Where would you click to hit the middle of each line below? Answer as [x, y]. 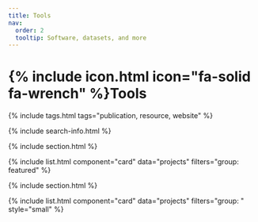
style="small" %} [36, 209]
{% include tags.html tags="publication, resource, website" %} [111, 116]
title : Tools [30, 15]
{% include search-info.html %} [60, 131]
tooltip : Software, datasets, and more [81, 38]
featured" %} [30, 170]
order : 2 [30, 30]
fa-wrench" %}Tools [78, 94]
